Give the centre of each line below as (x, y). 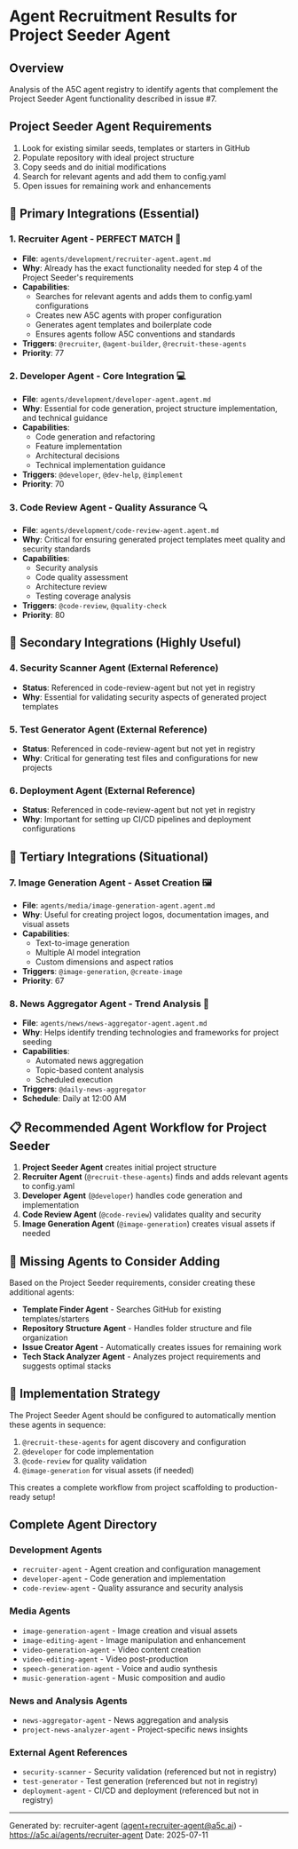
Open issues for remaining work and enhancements (116, 186)
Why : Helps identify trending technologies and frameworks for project (150, 1033)
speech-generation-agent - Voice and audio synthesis (120, 1668)
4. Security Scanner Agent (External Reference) (114, 668)
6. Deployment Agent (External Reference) (102, 790)
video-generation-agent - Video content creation (111, 1649)
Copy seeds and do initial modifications (94, 167)
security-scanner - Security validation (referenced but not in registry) (149, 1772)
